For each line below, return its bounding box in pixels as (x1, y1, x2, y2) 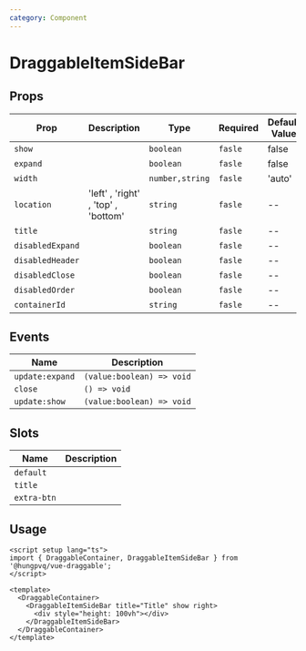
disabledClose (14, 270, 76, 280)
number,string (148, 173, 210, 183)
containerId (14, 300, 66, 310)
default (14, 468, 47, 478)
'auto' (267, 172, 292, 185)
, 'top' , (87, 198, 118, 210)
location (14, 199, 52, 209)
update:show (14, 397, 66, 407)
